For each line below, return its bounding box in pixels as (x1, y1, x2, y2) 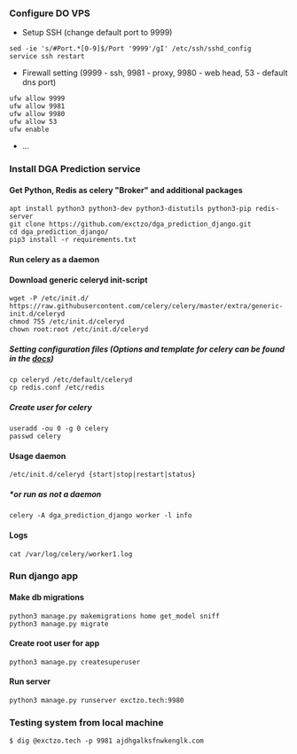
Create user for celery (9, 401, 93, 412)
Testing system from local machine (9, 716, 164, 728)
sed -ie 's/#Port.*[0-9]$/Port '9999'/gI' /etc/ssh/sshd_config (9, 44, 252, 53)
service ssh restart (9, 52, 86, 61)
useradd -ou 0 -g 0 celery (9, 424, 109, 433)
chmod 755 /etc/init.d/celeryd (9, 317, 125, 326)
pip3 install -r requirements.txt (9, 236, 137, 245)
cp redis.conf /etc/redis (9, 384, 105, 393)
